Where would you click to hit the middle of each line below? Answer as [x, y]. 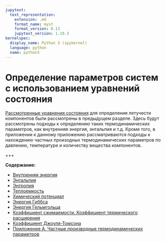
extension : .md [30, 19]
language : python [28, 48]
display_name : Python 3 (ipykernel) [48, 43]
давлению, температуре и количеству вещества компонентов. [74, 146]
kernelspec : [18, 39]
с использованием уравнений [73, 88]
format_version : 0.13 [37, 29]
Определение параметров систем [82, 77]
